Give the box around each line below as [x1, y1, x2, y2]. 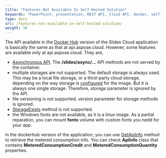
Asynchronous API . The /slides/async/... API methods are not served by [12, 59, 161, 65]
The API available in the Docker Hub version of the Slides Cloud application [5, 39, 158, 45]
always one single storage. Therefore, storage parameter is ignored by [12, 85, 156, 91]
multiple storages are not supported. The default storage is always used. [12, 70, 161, 76]
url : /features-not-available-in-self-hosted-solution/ [5, 21, 123, 26]
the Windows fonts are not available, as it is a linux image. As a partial [12, 112, 154, 118]
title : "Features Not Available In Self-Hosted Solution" [5, 7, 127, 12]
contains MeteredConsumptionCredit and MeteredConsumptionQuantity [5, 142, 158, 148]
